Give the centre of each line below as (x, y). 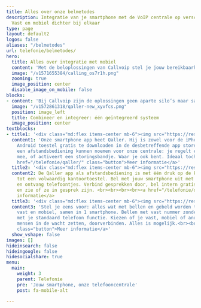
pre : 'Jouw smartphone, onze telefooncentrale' (77, 285)
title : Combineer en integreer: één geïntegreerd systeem (86, 117)
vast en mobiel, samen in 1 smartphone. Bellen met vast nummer (99, 212)
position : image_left (39, 112)
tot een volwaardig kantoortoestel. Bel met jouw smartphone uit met (106, 179)
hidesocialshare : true (34, 257)
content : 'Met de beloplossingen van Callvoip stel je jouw (88, 67)
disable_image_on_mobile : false (52, 90)
